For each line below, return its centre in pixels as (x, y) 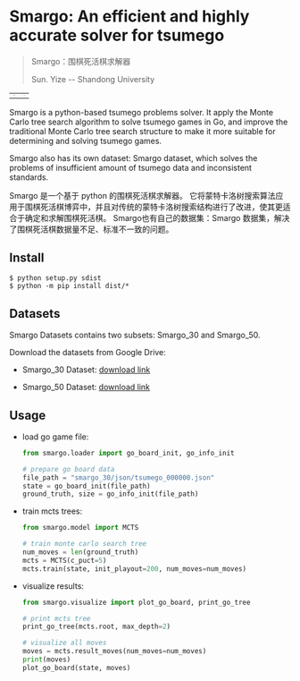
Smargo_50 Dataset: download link (86, 387)
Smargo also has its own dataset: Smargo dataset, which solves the (133, 157)
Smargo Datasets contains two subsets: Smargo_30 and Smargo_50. (135, 335)
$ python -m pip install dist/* (69, 286)
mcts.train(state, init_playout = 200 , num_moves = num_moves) (134, 569)
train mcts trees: (52, 511)
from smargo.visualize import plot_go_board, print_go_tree (136, 602)
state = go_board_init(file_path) (86, 486)
